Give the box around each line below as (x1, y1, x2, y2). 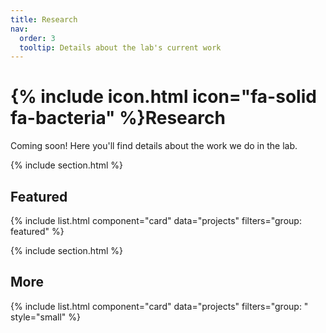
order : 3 (19, 33, 56, 43)
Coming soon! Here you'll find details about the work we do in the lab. (10, 140, 298, 152)
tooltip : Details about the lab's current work (19, 42, 222, 53)
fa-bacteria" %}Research (10, 107, 226, 130)
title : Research (10, 14, 78, 25)
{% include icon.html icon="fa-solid (10, 86, 317, 108)
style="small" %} (10, 311, 81, 323)
